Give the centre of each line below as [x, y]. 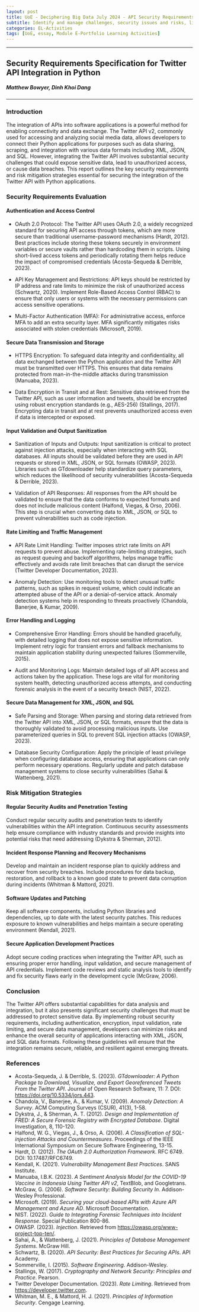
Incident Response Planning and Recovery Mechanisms [76, 853]
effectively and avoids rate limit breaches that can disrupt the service [99, 564]
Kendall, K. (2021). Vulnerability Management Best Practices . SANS [97, 1165]
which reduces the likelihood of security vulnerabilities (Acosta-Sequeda [103, 475]
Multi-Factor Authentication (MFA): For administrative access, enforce [100, 316]
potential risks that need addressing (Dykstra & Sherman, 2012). [84, 839]
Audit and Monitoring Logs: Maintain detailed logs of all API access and [102, 670]
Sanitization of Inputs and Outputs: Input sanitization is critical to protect [103, 444]
